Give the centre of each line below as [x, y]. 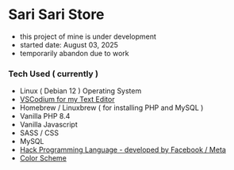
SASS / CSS [39, 133]
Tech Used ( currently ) [54, 74]
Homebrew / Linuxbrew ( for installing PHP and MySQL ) [111, 108]
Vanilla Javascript [48, 125]
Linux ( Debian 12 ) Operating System [81, 91]
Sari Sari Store [56, 15]
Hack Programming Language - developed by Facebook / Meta [123, 150]
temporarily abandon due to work [74, 53]
